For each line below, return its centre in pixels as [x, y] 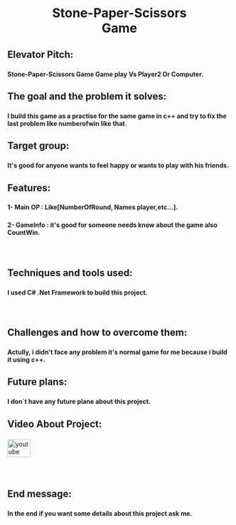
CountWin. [24, 233]
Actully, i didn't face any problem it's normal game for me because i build [117, 352]
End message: [40, 493]
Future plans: [37, 382]
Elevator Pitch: [41, 54]
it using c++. [27, 359]
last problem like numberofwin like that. [67, 123]
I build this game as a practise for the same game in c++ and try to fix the [117, 116]
